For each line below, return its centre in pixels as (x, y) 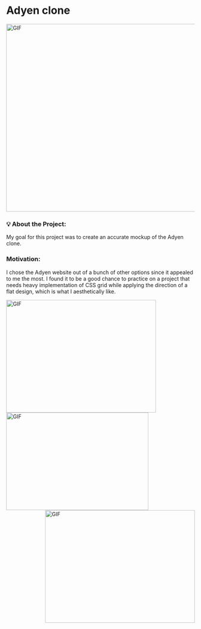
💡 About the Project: (36, 224)
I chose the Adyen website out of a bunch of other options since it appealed (100, 272)
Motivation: (23, 259)
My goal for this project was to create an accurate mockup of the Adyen (95, 237)
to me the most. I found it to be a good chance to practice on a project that (98, 278)
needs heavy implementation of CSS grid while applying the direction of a (97, 285)
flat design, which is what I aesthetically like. (61, 291)
